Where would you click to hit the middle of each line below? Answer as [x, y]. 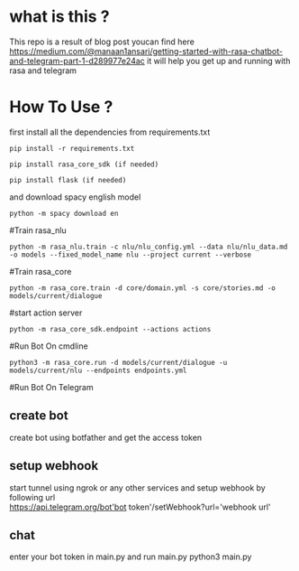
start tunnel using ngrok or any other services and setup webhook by [137, 487]
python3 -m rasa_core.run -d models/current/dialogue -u [118, 362]
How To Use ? [61, 107]
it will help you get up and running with [219, 61]
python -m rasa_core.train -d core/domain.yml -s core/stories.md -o [143, 288]
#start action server [46, 313]
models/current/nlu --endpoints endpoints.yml [98, 370]
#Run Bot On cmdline [49, 346]
